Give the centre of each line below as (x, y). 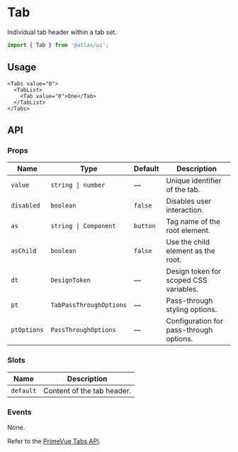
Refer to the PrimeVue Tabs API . (54, 441)
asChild (24, 251)
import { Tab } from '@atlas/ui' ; (58, 45)
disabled (25, 206)
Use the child (188, 242)
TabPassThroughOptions (89, 305)
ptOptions (27, 330)
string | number (78, 185)
